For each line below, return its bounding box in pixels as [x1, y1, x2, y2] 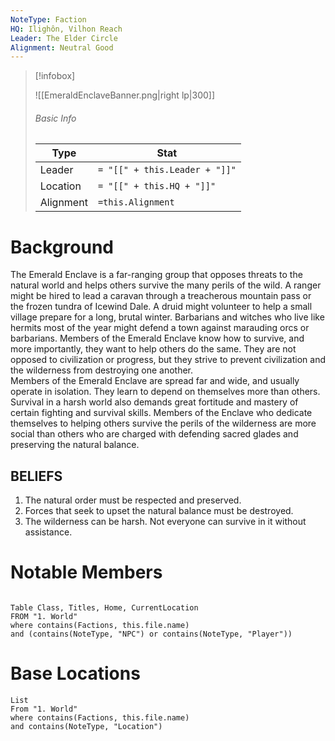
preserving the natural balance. [10, 439, 140, 451]
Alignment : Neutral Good [10, 42, 114, 53]
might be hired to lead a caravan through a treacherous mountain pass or [10, 290, 312, 302]
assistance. [24, 526, 73, 538]
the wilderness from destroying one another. [10, 364, 194, 376]
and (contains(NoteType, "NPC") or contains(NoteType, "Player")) [10, 629, 293, 640]
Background [10, 236, 114, 258]
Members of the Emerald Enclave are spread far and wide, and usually [10, 375, 300, 387]
